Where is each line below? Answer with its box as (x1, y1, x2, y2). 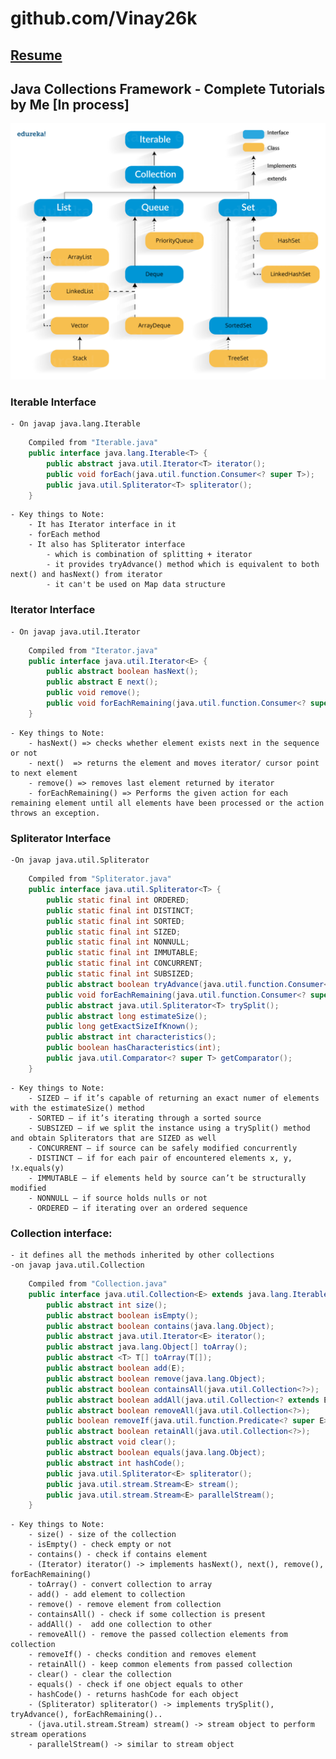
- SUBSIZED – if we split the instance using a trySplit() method (28, 1123, 311, 1133)
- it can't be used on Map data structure (46, 580, 226, 590)
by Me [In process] (10, 96, 130, 113)
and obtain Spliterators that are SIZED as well (10, 1133, 217, 1143)
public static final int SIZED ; (46, 927, 182, 937)
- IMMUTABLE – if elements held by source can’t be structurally (28, 1173, 307, 1183)
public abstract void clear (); (46, 1437, 177, 1447)
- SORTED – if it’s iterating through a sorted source (28, 1113, 262, 1123)
